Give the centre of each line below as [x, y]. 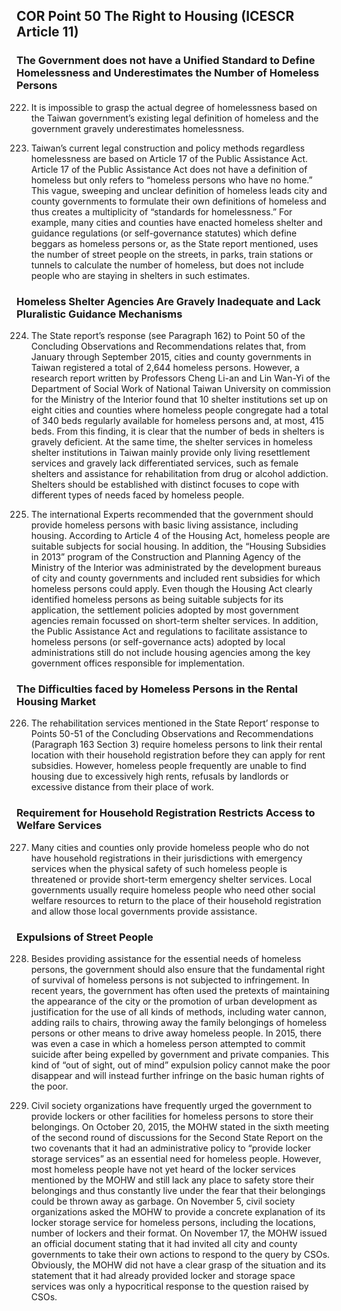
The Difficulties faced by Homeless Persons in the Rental [157, 689]
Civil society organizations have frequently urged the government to [171, 1105]
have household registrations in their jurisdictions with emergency [166, 858]
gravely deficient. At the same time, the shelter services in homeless [171, 441]
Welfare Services [59, 826]
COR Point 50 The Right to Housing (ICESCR [155, 16]
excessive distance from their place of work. [122, 787]
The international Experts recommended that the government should [172, 514]
